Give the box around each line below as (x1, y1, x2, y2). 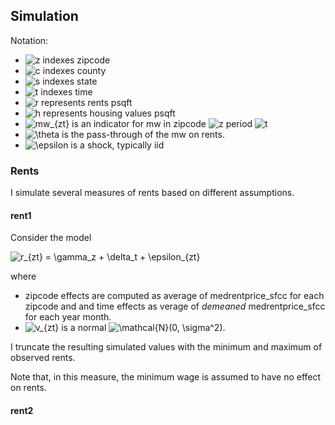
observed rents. (10, 352, 76, 364)
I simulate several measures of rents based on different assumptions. (10, 187, 295, 199)
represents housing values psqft (43, 107, 176, 119)
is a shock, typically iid (70, 139, 165, 151)
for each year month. (24, 311, 112, 323)
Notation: (10, 34, 49, 46)
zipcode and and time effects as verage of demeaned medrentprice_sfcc (24, 300, 326, 313)
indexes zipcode (42, 54, 111, 66)
